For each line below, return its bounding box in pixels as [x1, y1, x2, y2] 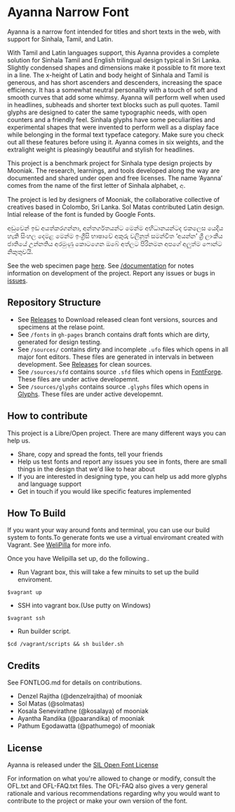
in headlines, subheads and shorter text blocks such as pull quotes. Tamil [7, 100, 220, 109]
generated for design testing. [17, 337, 102, 346]
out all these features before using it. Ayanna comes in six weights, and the [7, 137, 224, 146]
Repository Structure [7, 297, 102, 309]
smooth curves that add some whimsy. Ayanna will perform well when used [7, 93, 226, 102]
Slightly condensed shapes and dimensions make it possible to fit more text [7, 63, 226, 72]
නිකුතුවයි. [7, 247, 34, 256]
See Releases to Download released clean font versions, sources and [17, 315, 218, 323]
